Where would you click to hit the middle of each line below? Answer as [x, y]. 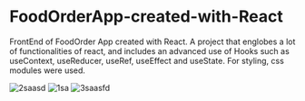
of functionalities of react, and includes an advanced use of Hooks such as [150, 50]
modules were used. [48, 70]
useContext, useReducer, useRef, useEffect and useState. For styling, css [147, 60]
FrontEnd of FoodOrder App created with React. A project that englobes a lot [152, 41]
